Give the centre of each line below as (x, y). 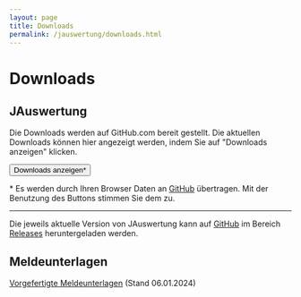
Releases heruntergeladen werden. (74, 233)
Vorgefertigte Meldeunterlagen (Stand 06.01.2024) (103, 284)
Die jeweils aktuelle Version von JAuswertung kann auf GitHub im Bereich (145, 224)
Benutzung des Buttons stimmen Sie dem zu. (92, 199)
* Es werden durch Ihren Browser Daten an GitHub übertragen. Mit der (139, 189)
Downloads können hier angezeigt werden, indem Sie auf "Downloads (138, 142)
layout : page (34, 17)
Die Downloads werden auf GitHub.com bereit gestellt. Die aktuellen (135, 133)
